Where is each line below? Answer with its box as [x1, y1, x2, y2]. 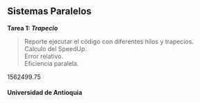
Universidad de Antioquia [7, 88, 83, 97]
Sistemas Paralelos [7, 6, 92, 17]
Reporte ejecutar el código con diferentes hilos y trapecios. [24, 37, 194, 46]
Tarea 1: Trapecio [7, 24, 58, 32]
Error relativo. [24, 52, 64, 60]
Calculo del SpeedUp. [24, 44, 87, 53]
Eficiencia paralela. [24, 59, 79, 68]
